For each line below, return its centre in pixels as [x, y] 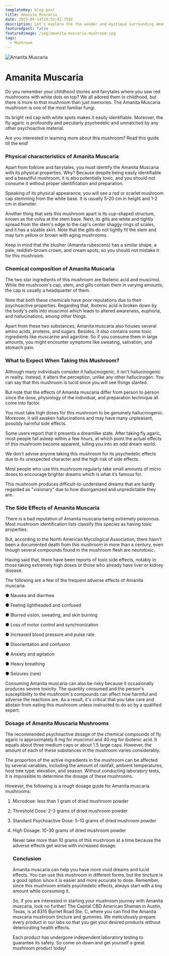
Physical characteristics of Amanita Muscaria [62, 156]
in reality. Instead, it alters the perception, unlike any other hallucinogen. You [84, 377]
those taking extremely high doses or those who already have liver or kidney [84, 565]
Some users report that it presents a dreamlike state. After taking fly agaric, [83, 433]
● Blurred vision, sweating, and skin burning [52, 615]
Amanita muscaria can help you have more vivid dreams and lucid [81, 870]
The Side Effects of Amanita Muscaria [52, 508]
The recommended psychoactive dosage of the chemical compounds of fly [83, 734]
